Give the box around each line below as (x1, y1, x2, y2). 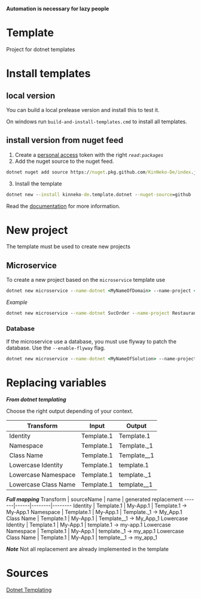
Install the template (14, 180, 62, 187)
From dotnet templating (6, 396, 66, 403)
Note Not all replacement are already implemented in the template (6, 546, 169, 553)
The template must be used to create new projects (6, 243, 130, 250)
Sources (6, 567, 49, 580)
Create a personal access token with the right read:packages (14, 151, 164, 158)
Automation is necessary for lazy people (6, 5, 109, 12)
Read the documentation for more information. (6, 202, 121, 209)
